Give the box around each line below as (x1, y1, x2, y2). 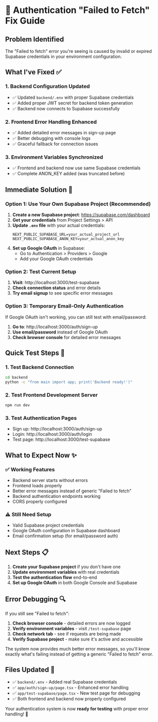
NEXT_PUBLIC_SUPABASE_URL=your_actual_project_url (12, 232, 120, 237)
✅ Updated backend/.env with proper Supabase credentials (12, 94, 134, 100)
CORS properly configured (12, 499, 67, 505)
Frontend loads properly (12, 483, 62, 489)
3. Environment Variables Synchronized (5, 153, 103, 160)
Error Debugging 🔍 (5, 595, 66, 603)
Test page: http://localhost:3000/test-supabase (12, 436, 111, 442)
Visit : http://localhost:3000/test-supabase (12, 280, 100, 286)
